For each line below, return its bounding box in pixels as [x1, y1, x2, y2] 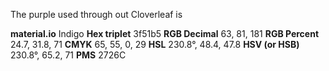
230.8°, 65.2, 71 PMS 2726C [10, 49, 127, 61]
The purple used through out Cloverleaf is [10, 9, 183, 20]
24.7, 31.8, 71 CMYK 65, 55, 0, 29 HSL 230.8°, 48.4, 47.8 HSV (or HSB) [10, 39, 300, 50]
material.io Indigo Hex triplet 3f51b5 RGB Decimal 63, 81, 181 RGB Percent [10, 28, 320, 39]
